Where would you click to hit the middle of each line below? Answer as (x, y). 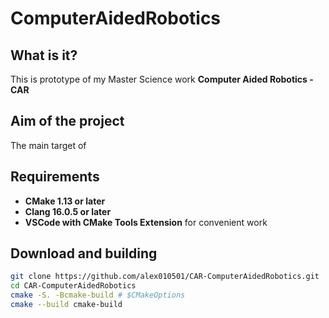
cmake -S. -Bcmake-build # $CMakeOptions (98, 295)
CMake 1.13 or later (65, 201)
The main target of (48, 145)
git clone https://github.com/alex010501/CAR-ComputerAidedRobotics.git (165, 277)
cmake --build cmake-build (66, 305)
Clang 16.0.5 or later (68, 211)
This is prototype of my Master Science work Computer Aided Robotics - (162, 79)
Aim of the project (67, 121)
